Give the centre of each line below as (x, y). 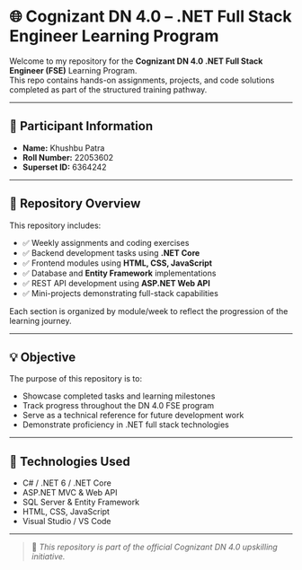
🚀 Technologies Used (70, 461)
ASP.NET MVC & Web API (70, 493)
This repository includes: (55, 225)
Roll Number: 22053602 (68, 157)
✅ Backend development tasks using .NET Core (111, 252)
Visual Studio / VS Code (67, 522)
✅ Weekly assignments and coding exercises (106, 242)
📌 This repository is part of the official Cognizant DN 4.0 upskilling (155, 547)
